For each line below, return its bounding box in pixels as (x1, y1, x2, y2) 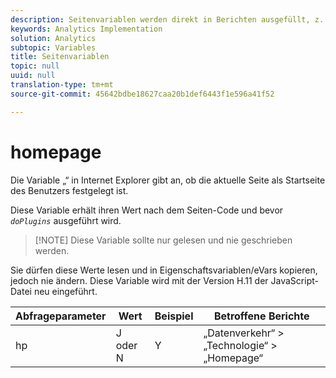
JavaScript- (270, 274, 319, 286)
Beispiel (154, 309, 194, 323)
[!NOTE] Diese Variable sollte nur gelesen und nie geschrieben (34, 234, 293, 246)
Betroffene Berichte (213, 309, 310, 323)
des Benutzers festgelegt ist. (10, 184, 129, 196)
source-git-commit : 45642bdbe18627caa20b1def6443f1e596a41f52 (10, 89, 275, 99)
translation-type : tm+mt (10, 80, 114, 90)
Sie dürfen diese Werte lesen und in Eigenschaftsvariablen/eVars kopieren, (10, 264, 318, 276)
